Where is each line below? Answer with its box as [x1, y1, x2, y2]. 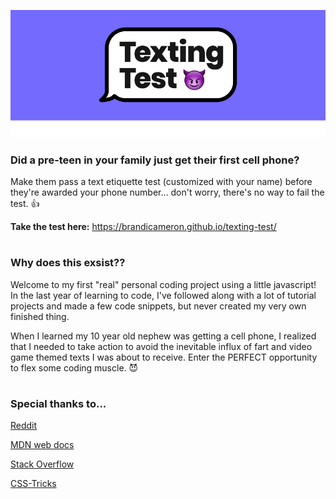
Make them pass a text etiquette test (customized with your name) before [10, 176, 313, 188]
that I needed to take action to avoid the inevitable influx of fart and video [10, 340, 313, 352]
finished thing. [10, 310, 70, 322]
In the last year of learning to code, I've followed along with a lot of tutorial [10, 289, 317, 301]
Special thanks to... [10, 396, 107, 410]
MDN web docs [10, 439, 75, 451]
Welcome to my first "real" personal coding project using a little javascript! [10, 278, 317, 290]
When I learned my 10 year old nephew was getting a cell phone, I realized [10, 330, 317, 342]
